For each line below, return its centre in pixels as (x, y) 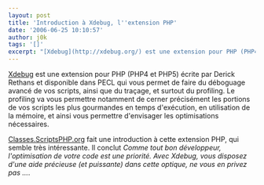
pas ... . (19, 172)
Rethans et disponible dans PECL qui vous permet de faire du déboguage (127, 82)
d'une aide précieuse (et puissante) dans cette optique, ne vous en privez (128, 164)
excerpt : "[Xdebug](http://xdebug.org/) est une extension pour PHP (123, 52)
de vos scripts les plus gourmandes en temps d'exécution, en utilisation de (129, 107)
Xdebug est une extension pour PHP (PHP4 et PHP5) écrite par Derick (122, 74)
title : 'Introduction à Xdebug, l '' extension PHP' (93, 23)
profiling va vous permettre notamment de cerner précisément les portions (129, 99)
